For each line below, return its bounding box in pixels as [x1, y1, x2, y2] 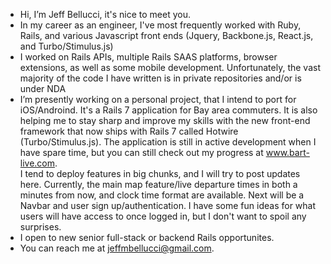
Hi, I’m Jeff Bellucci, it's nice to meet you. [19, 9, 191, 20]
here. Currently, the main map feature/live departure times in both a [19, 179, 298, 190]
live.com [19, 157, 56, 169]
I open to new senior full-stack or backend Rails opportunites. [19, 232, 275, 243]
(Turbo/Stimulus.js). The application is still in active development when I [19, 136, 317, 148]
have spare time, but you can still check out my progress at [19, 147, 264, 158]
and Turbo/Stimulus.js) [19, 40, 114, 52]
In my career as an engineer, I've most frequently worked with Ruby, [19, 19, 302, 31]
